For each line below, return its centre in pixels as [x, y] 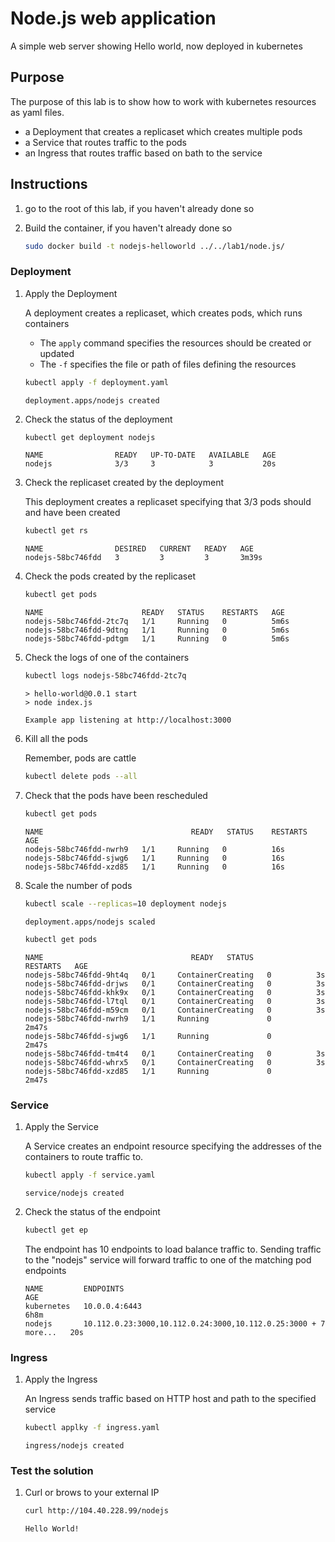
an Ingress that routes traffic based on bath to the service [143, 153]
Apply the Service [61, 1126]
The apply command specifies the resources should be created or [175, 343]
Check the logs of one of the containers [107, 658]
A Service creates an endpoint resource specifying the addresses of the [173, 1146]
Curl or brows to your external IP [92, 1493]
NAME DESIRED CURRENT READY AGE [139, 549]
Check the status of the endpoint [92, 1211]
